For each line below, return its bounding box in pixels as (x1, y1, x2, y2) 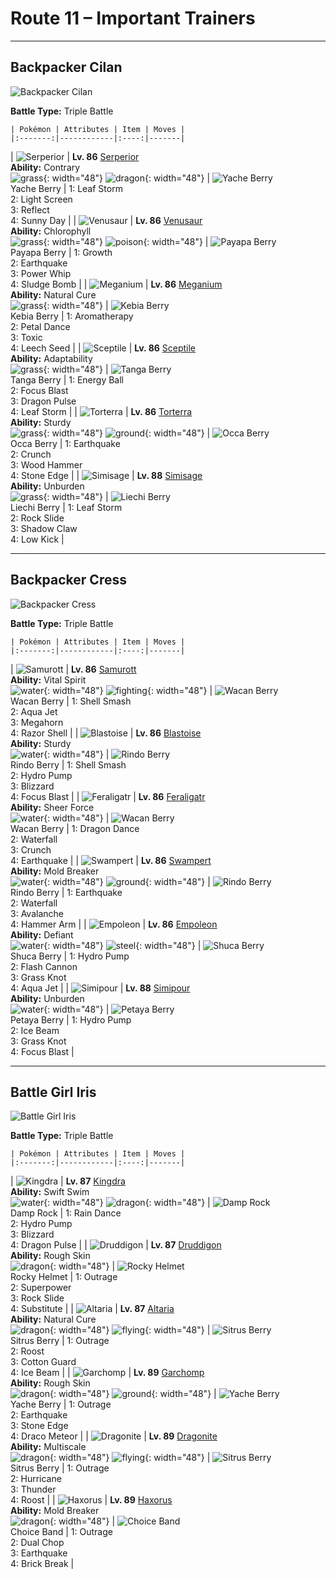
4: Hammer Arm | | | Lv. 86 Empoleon (10, 918, 218, 930)
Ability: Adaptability (10, 352, 93, 364)
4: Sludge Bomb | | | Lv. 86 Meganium (10, 278, 223, 290)
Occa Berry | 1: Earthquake (10, 437, 121, 449)
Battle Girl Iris (10, 1083, 97, 1101)
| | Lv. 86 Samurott (10, 663, 137, 675)
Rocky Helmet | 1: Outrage (10, 1271, 118, 1283)
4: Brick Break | (10, 1558, 75, 1570)
